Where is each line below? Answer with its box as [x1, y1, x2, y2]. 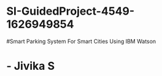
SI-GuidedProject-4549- [6, 4, 135, 18]
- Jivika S [6, 59, 55, 73]
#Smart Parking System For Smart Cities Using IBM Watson [6, 37, 156, 45]
